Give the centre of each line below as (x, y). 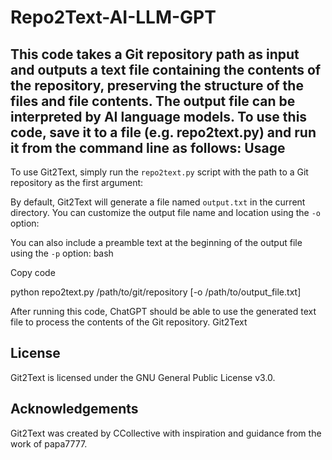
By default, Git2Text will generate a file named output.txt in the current (158, 202)
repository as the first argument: (77, 182)
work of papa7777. (49, 443)
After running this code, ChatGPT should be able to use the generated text (163, 311)
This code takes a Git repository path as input (155, 54)
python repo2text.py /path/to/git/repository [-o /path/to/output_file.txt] (156, 292)
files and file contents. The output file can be (153, 101)
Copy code (33, 272)
